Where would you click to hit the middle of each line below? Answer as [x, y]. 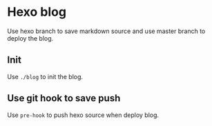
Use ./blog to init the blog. [45, 76]
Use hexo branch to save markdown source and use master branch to [106, 31]
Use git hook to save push [64, 98]
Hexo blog [37, 12]
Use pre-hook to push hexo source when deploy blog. [83, 115]
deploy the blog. [30, 38]
